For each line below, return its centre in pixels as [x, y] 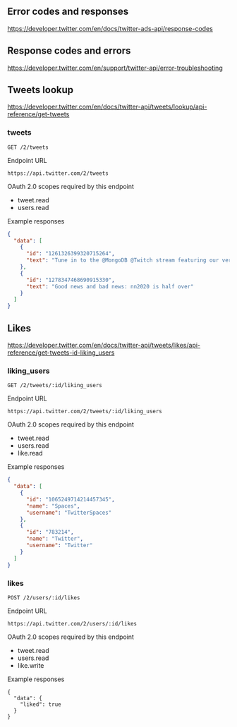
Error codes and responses [68, 12]
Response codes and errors [69, 51]
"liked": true [41, 704]
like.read [30, 453]
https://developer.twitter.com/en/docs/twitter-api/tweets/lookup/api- [107, 107]
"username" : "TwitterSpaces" [69, 513]
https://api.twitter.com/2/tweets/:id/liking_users [85, 412]
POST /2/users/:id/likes [44, 598]
